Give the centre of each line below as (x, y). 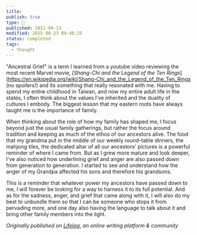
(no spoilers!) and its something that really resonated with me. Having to (93, 85)
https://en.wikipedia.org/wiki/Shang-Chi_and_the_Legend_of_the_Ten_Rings (99, 79)
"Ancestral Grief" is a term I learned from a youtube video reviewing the (92, 66)
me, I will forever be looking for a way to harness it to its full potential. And (96, 189)
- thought (23, 50)
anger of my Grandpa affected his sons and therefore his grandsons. (89, 172)
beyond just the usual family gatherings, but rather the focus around (88, 127)
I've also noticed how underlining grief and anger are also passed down (93, 159)
